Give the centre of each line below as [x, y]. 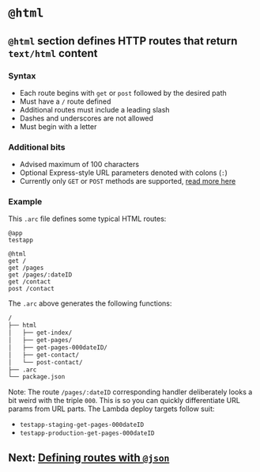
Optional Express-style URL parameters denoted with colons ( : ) [123, 173]
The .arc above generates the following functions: [90, 303]
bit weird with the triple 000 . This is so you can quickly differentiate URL [124, 401]
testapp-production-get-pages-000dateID [87, 433]
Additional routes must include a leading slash [94, 109]
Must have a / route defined [65, 101]
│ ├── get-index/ [40, 333]
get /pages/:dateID [40, 275]
